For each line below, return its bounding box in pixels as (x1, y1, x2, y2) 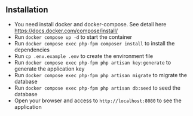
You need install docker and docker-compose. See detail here (14, 20, 167, 28)
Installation (5, 5, 48, 15)
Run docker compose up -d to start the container (14, 33, 133, 41)
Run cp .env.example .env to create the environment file (14, 52, 154, 59)
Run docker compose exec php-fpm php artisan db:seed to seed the (14, 84, 180, 91)
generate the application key (14, 65, 85, 72)
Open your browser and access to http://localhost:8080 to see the (14, 97, 182, 104)
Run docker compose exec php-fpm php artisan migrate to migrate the (14, 71, 188, 78)
